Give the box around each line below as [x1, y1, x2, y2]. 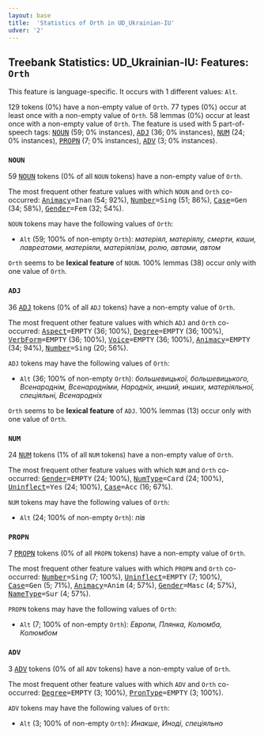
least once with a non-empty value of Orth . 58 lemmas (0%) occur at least [8, 111, 251, 120]
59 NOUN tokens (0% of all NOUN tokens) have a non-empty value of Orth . [8, 172, 243, 181]
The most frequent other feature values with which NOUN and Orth [8, 187, 220, 196]
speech [8, 127, 33, 137]
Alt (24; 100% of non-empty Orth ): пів [19, 513, 145, 522]
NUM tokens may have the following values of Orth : [8, 498, 170, 507]
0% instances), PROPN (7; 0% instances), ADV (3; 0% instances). [8, 136, 217, 146]
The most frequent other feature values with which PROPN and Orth [8, 563, 224, 574]
